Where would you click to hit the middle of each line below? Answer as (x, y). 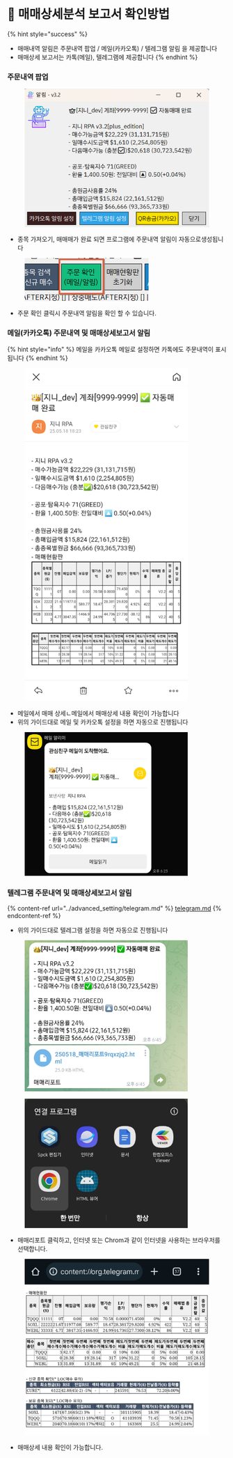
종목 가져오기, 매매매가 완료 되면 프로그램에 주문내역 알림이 (97, 239)
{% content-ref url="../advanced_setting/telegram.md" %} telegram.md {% (114, 908)
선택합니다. (32, 1248)
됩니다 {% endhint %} (38, 358)
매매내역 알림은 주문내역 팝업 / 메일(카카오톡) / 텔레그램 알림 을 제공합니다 (117, 48)
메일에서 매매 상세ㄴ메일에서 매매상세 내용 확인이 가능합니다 (98, 713)
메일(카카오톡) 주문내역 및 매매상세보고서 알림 (79, 333)
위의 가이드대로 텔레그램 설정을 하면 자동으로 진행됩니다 (93, 930)
